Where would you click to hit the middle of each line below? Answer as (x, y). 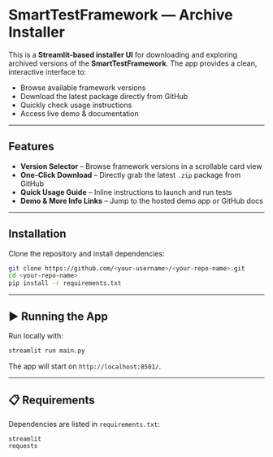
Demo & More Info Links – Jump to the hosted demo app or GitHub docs (142, 200)
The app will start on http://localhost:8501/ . (84, 366)
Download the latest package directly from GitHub (104, 96)
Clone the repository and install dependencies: (87, 253)
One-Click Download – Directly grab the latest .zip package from (130, 175)
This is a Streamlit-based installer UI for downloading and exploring (123, 54)
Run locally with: (36, 336)
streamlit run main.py (47, 351)
